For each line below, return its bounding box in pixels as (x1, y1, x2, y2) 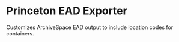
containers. (6, 30, 34, 37)
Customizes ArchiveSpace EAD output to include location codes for (6, 24, 173, 31)
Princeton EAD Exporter (6, 4, 127, 18)
